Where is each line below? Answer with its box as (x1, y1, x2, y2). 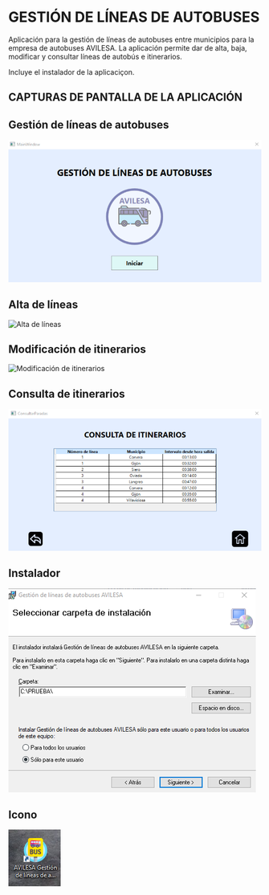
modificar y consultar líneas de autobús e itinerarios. (8, 51, 182, 61)
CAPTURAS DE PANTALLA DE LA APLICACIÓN (8, 91, 243, 104)
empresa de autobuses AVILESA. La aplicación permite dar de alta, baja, (8, 43, 247, 52)
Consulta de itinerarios (8, 386, 126, 401)
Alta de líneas (8, 298, 79, 312)
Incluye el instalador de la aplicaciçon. (8, 67, 135, 76)
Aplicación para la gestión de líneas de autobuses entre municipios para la (8, 35, 255, 44)
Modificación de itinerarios (8, 342, 147, 356)
